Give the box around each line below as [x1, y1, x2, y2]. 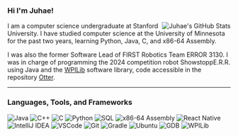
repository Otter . [7, 73, 55, 81]
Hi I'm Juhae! [7, 6, 55, 16]
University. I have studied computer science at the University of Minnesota [7, 29, 225, 38]
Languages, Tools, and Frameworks [7, 98, 132, 108]
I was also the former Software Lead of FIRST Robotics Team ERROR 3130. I [7, 50, 228, 59]
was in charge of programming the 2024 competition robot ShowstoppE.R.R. [7, 58, 231, 67]
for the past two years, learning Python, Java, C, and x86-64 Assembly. [7, 37, 217, 45]
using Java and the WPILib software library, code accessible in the [7, 66, 202, 74]
